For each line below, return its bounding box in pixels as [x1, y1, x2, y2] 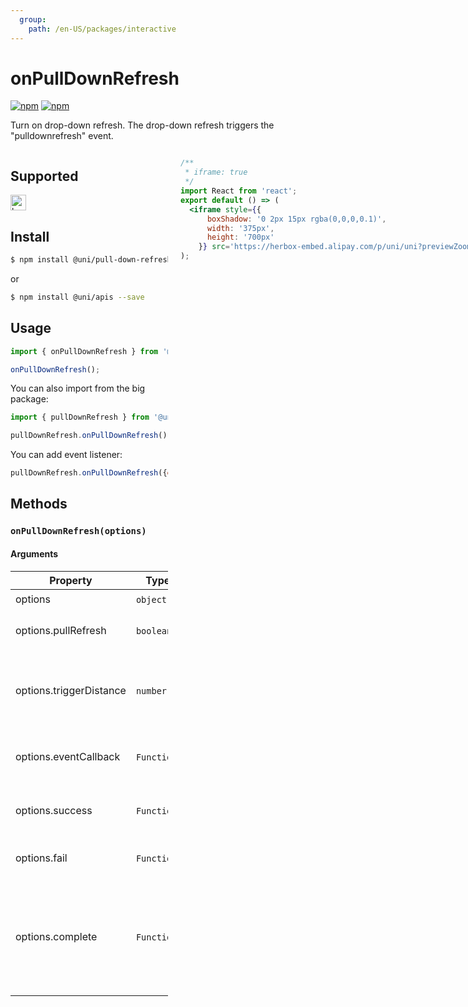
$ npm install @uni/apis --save [10, 292, 145, 302]
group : [19, 14, 47, 25]
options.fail [15, 851, 68, 865]
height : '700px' [206, 232, 275, 243]
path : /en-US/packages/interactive [28, 24, 177, 34]
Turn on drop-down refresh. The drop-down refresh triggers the [10, 119, 275, 131]
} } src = [198, 242, 230, 252]
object [135, 594, 167, 606]
